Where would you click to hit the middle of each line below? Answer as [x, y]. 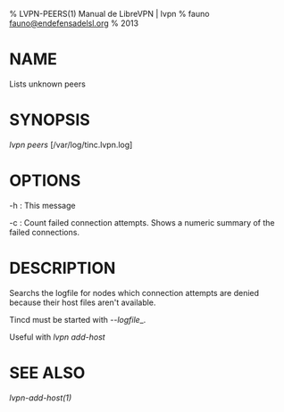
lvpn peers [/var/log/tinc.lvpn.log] [71, 144]
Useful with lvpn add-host [57, 337]
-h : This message [42, 205]
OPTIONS [45, 181]
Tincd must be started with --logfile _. [78, 319]
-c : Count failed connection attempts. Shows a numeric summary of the [142, 222]
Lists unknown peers [48, 84]
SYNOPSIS [50, 120]
